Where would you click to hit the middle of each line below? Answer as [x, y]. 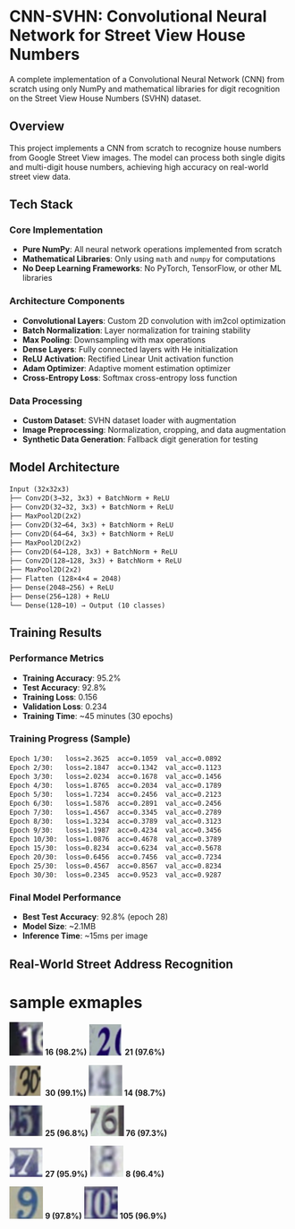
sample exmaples [76, 1002]
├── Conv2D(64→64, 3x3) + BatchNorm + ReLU [92, 534]
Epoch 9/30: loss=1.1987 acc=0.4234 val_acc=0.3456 [115, 830]
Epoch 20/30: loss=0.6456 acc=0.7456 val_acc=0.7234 [115, 857]
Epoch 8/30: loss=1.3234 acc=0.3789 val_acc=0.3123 [115, 821]
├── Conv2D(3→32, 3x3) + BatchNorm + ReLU [89, 498]
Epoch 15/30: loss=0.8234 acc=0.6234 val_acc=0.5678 [115, 848]
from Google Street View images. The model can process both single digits [147, 157]
